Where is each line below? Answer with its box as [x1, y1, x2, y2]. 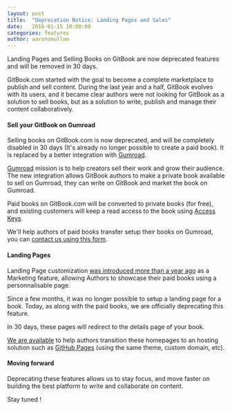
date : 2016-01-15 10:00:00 [7, 23, 91, 30]
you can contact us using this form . [7, 235, 108, 243]
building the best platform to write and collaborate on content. [7, 382, 184, 390]
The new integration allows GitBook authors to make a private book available [7, 171, 225, 180]
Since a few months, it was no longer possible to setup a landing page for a [7, 295, 222, 303]
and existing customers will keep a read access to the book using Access [7, 207, 216, 215]
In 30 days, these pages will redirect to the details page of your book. [7, 322, 205, 330]
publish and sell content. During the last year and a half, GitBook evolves [7, 83, 213, 91]
